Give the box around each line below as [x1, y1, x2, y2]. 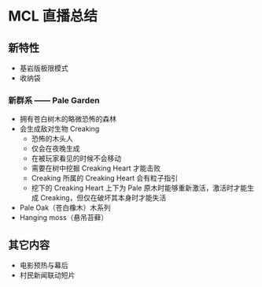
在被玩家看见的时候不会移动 [31, 154, 122, 163]
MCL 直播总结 [8, 7, 98, 25]
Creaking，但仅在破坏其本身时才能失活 [40, 193, 167, 203]
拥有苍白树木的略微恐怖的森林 [19, 114, 116, 124]
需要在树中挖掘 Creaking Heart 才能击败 [31, 163, 161, 173]
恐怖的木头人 [31, 134, 73, 143]
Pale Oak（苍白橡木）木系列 [19, 203, 112, 213]
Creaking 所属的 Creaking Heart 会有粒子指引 [31, 173, 179, 183]
